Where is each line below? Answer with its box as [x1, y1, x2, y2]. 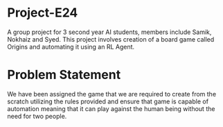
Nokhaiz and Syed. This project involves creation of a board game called [7, 35, 215, 43]
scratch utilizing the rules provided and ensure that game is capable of [7, 97, 209, 105]
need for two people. [7, 112, 67, 120]
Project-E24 [7, 5, 78, 21]
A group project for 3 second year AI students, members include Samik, [7, 28, 212, 36]
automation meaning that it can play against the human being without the [7, 104, 215, 112]
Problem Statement [7, 67, 121, 83]
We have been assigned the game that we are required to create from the [7, 90, 217, 98]
